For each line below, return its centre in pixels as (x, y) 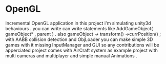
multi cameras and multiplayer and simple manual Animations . (71, 56)
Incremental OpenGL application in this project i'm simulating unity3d (78, 23)
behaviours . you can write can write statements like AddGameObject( (79, 28)
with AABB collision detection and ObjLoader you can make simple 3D (79, 39)
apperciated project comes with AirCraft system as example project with (81, 50)
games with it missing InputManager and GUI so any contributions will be (82, 45)
